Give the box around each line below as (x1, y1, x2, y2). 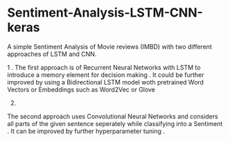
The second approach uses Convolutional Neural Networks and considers (7, 112, 218, 121)
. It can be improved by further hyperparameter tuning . (7, 127, 165, 135)
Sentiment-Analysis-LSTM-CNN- (7, 5, 203, 21)
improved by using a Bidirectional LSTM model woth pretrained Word (7, 78, 204, 86)
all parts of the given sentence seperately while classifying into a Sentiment (7, 119, 223, 127)
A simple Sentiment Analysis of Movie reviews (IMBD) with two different (7, 42, 213, 51)
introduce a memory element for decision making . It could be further (7, 71, 204, 79)
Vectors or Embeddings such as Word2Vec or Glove (7, 85, 156, 94)
